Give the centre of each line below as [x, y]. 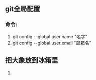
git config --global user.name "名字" [50, 36]
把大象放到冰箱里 [32, 60]
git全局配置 [23, 9]
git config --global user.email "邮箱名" [52, 43]
